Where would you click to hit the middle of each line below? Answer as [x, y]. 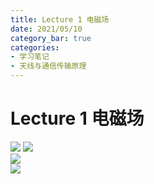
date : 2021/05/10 [46, 29]
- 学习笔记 [30, 57]
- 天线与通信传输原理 [48, 66]
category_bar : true [51, 38]
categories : [35, 47]
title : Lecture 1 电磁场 [60, 19]
